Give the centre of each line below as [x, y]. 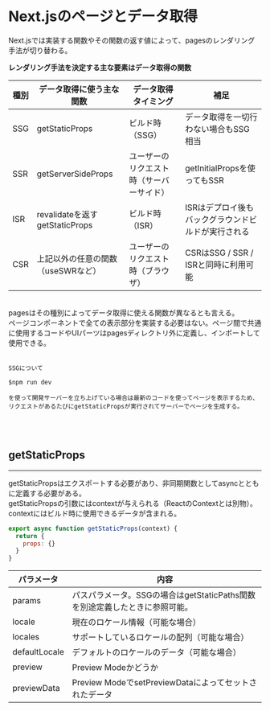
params [27, 601]
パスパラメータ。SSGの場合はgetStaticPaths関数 [164, 595]
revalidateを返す [67, 214]
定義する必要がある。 [50, 493]
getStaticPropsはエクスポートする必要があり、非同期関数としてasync [123, 483]
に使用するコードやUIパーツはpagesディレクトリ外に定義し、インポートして [135, 333]
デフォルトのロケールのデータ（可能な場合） [156, 652]
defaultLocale [38, 652]
